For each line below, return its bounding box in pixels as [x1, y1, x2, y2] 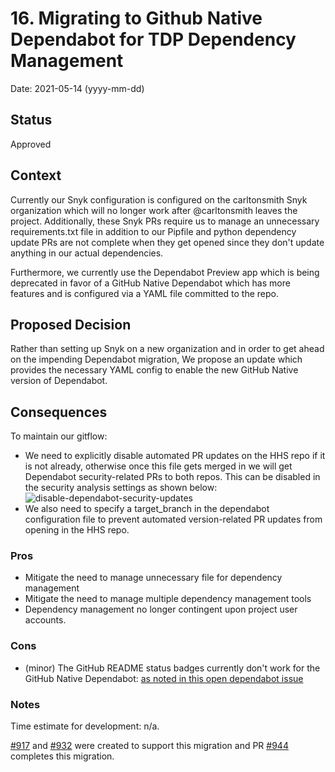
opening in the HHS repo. [24, 524, 130, 536]
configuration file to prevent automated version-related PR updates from [24, 513, 323, 526]
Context [10, 167, 62, 184]
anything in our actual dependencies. [10, 247, 164, 259]
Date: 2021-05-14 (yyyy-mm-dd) [10, 82, 145, 94]
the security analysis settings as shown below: [24, 482, 218, 494]
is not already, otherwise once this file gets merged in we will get [24, 460, 293, 472]
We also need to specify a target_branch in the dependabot [24, 503, 270, 515]
